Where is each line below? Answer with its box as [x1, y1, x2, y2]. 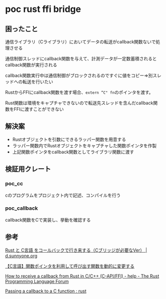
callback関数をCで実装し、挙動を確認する [5, 217, 91, 223]
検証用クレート [5, 165, 51, 173]
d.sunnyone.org [5, 253, 38, 259]
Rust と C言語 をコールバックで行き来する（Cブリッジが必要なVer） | [5, 247, 148, 253]
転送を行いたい [22, 79, 53, 84]
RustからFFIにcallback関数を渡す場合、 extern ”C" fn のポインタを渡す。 [5, 89, 154, 95]
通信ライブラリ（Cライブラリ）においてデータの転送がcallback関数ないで [5, 39, 156, 44]
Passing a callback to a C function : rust [5, 288, 87, 294]
